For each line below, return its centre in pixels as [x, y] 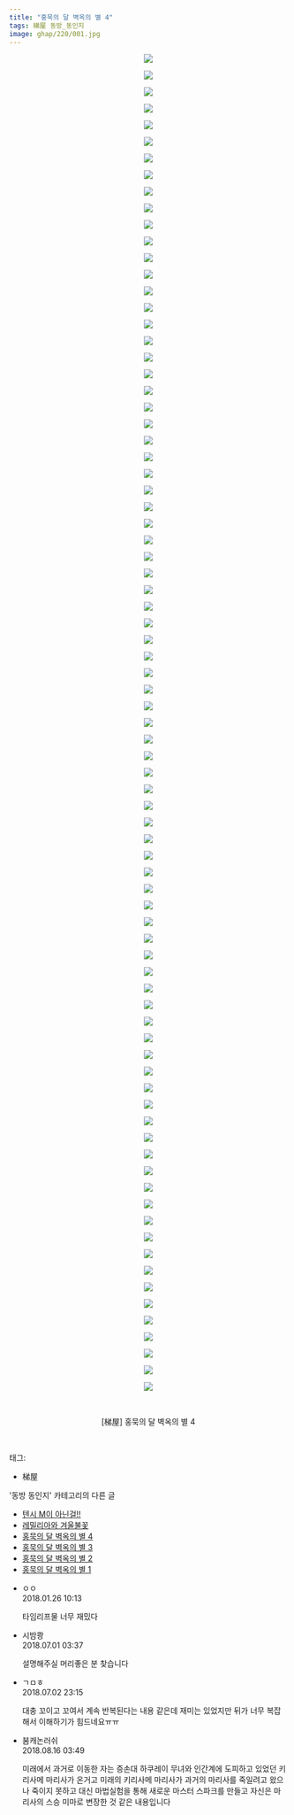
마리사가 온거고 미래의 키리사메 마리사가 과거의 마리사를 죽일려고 [156, 1780]
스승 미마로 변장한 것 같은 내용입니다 [108, 1802]
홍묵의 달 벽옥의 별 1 [57, 1570]
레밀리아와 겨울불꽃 [55, 1525]
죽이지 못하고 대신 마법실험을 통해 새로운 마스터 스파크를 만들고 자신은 [151, 1791]
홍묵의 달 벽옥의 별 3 [57, 1548]
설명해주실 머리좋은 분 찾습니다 [75, 1664]
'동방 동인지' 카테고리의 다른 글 [62, 1495]
